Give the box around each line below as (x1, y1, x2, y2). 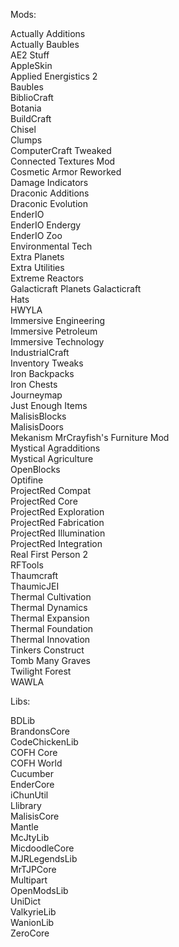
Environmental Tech (10, 240, 93, 252)
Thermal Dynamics (10, 602, 88, 613)
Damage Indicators (10, 177, 89, 188)
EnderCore (10, 779, 55, 790)
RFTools (10, 559, 44, 571)
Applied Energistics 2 (10, 70, 98, 82)
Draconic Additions (10, 187, 90, 199)
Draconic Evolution (10, 198, 88, 209)
